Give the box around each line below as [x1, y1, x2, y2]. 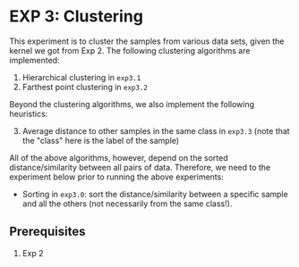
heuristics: [9, 108, 48, 119]
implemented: [9, 54, 60, 65]
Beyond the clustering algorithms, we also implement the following [9, 98, 255, 109]
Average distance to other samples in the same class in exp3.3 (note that [21, 125, 290, 136]
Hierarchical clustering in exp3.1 [21, 71, 141, 82]
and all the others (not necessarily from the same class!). [21, 198, 233, 209]
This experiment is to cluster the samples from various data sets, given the [9, 36, 285, 46]
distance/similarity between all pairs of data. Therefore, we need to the [9, 162, 271, 172]
